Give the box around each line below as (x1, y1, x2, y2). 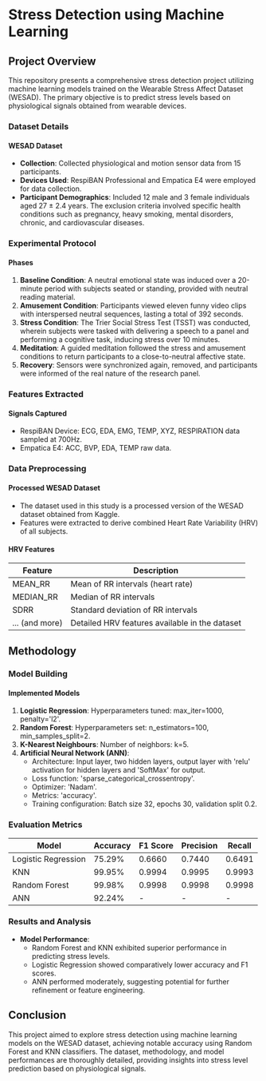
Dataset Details (8, 121, 69, 132)
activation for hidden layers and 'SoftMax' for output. (31, 765, 205, 775)
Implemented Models (8, 688, 80, 697)
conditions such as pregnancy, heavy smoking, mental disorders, (19, 209, 233, 219)
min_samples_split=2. (19, 731, 91, 741)
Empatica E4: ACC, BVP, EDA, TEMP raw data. (19, 443, 172, 453)
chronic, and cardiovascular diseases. (19, 218, 145, 228)
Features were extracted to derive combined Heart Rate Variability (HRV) (19, 518, 259, 527)
